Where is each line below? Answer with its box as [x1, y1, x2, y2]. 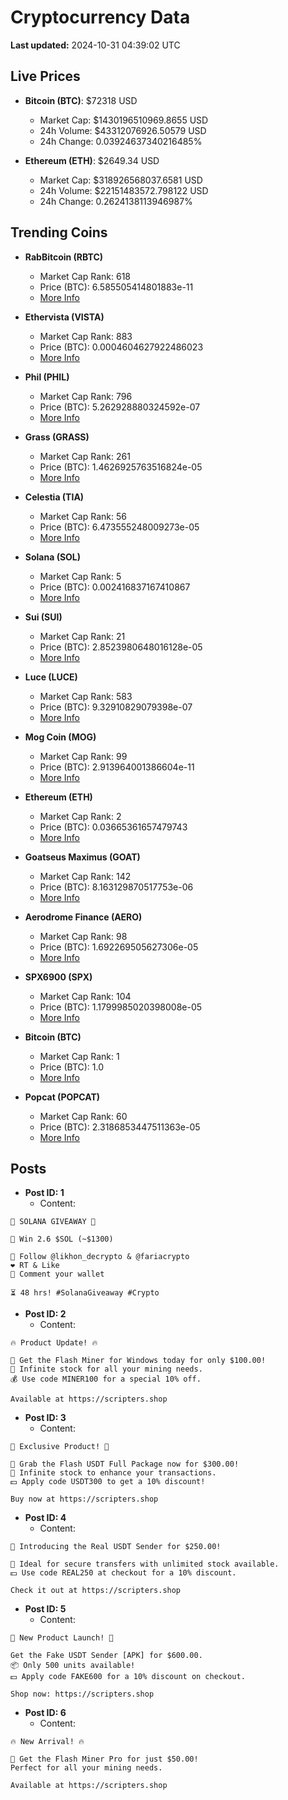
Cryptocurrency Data [10, 6, 191, 29]
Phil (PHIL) [24, 371, 70, 383]
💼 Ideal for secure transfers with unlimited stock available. [10, 1559, 280, 1570]
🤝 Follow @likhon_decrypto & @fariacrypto [10, 1252, 190, 1262]
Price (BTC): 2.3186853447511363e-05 [39, 1121, 201, 1133]
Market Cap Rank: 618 [39, 270, 132, 282]
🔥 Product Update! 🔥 [10, 1338, 98, 1348]
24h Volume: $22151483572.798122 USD [39, 184, 209, 196]
